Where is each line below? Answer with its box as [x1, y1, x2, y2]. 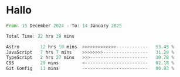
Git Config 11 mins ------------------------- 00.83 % [6, 65, 175, 72]
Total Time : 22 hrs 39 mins [6, 33, 75, 39]
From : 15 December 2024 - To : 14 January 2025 [6, 23, 122, 29]
